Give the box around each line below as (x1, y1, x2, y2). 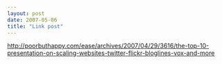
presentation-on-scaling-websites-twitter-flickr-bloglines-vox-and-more (7, 49, 215, 57)
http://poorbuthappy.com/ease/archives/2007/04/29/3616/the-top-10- (7, 42, 210, 50)
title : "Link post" (7, 23, 64, 30)
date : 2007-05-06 (7, 17, 58, 23)
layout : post (7, 10, 45, 17)
